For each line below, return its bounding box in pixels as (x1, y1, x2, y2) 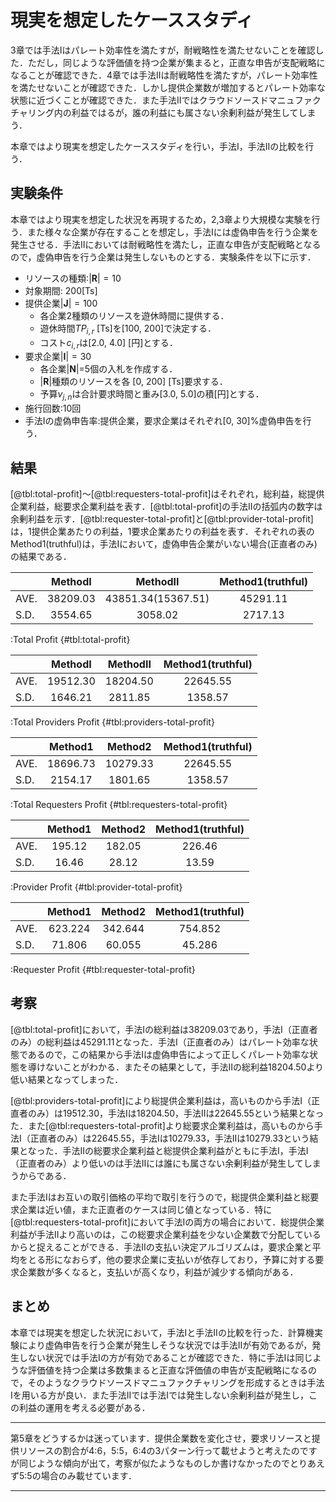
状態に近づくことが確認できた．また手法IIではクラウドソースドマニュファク (10, 94, 322, 106)
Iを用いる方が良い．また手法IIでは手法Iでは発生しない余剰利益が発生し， (10, 1389, 310, 1401)
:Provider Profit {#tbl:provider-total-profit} (10, 881, 183, 893)
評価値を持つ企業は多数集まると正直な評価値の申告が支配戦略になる (27, 1364, 308, 1376)
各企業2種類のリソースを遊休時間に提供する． (39, 309, 230, 321)
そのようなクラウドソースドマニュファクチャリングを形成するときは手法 (27, 1376, 325, 1388)
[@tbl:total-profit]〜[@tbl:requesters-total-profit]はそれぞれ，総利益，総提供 (10, 487, 325, 500)
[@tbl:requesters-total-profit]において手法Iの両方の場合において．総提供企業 (10, 1216, 325, 1228)
